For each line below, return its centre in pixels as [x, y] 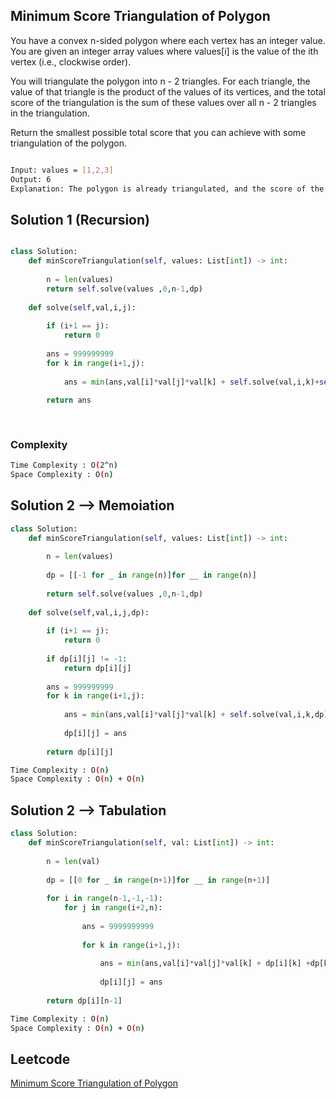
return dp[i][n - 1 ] [84, 1000]
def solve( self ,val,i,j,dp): [89, 612]
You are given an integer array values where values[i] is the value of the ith [164, 51]
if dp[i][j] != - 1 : [87, 659]
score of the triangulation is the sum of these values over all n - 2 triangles [163, 102]
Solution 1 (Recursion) [80, 219]
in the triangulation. [50, 113]
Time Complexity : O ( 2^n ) [64, 465]
